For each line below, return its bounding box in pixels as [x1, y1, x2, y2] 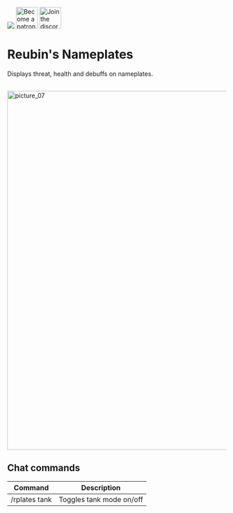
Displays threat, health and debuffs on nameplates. [7, 70, 154, 78]
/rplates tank [10, 494, 52, 504]
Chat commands [7, 462, 81, 474]
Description [81, 482, 121, 492]
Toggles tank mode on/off [58, 494, 144, 504]
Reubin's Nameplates [7, 47, 134, 63]
